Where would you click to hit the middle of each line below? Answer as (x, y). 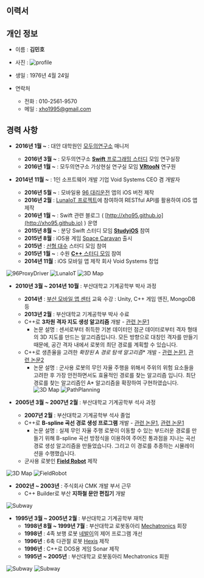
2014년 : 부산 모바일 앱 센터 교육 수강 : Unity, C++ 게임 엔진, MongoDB (110, 299)
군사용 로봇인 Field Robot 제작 (61, 461)
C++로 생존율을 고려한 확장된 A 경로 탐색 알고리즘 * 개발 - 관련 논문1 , (106, 352)
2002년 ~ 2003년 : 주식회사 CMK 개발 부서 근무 (73, 486)
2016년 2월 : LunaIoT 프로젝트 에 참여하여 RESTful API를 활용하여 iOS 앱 (111, 200)
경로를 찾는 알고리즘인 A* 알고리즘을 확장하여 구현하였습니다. (106, 383)
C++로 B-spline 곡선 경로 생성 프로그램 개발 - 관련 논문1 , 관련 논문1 (104, 423)
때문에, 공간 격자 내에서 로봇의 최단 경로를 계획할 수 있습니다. (105, 345)
